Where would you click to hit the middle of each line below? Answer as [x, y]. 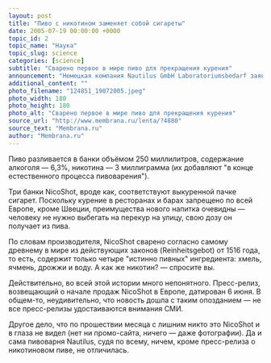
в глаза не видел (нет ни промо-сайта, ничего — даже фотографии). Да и [135, 332]
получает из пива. [40, 226]
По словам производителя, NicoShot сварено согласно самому [118, 241]
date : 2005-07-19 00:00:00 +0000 [65, 31]
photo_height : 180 [39, 106]
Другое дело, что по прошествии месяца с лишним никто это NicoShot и [134, 324]
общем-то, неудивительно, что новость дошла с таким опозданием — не [135, 300]
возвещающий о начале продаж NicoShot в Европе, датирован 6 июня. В [135, 291]
